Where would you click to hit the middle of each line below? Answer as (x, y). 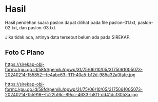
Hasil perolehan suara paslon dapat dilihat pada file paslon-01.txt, (71, 22)
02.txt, (12, 27)
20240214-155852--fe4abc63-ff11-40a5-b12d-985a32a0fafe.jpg (70, 75)
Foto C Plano (25, 52)
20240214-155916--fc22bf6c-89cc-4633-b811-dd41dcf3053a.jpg (71, 94)
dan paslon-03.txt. (38, 27)
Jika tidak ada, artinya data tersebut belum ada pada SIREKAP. (68, 37)
